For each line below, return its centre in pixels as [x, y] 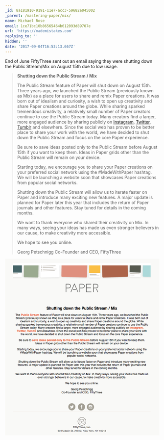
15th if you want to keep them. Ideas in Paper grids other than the [83, 152]
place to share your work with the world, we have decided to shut [83, 132]
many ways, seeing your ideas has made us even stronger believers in [88, 228]
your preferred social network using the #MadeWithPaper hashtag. [84, 172]
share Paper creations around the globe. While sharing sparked [81, 106]
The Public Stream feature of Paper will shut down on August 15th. [84, 85]
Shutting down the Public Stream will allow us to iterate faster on [82, 192]
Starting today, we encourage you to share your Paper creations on [85, 167]
